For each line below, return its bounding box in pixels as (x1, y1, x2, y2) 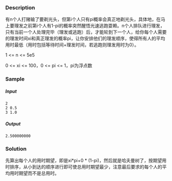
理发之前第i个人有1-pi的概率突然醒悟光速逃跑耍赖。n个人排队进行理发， (14, 22, 165, 29)
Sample (5, 75, 25, 83)
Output (5, 120, 21, 126)
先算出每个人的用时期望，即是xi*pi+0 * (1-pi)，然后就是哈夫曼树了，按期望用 (5, 158, 167, 164)
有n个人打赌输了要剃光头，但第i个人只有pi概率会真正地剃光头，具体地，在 (5, 16, 161, 22)
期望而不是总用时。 (18, 170, 59, 176)
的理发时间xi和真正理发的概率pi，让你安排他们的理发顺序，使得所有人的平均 (5, 35, 165, 42)
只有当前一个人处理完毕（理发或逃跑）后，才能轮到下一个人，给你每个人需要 (5, 29, 167, 35)
